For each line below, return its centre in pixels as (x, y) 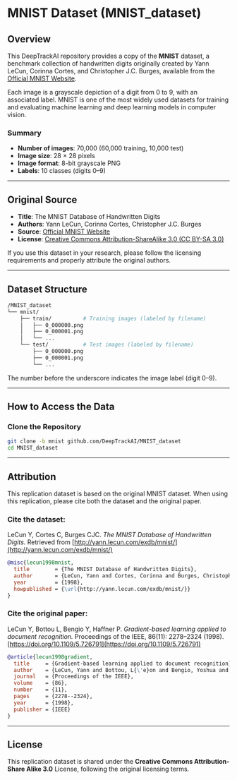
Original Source (42, 199)
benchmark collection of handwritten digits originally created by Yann (108, 64)
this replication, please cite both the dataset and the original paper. (104, 501)
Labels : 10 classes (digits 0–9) (61, 171)
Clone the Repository (44, 426)
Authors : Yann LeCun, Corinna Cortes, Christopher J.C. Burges (109, 224)
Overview (29, 39)
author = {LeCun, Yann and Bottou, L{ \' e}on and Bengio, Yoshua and (121, 670)
